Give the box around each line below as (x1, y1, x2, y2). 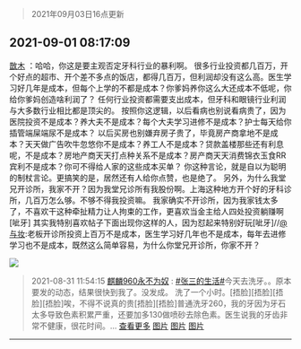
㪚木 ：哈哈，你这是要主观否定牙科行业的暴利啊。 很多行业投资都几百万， (9, 60, 280, 71)
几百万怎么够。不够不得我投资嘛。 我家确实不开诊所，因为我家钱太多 (24, 195, 279, 205)
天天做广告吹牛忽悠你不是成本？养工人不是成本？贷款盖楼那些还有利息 (24, 138, 284, 149)
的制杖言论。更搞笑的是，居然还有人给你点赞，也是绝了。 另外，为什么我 (9, 172, 279, 183)
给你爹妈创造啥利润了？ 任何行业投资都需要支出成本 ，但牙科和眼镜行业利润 (9, 93, 287, 104)
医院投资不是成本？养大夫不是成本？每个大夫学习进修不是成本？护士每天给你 (9, 116, 292, 127)
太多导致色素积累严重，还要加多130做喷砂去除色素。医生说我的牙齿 (30, 309, 280, 319)
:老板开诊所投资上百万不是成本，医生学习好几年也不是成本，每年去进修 (25, 228, 287, 239)
